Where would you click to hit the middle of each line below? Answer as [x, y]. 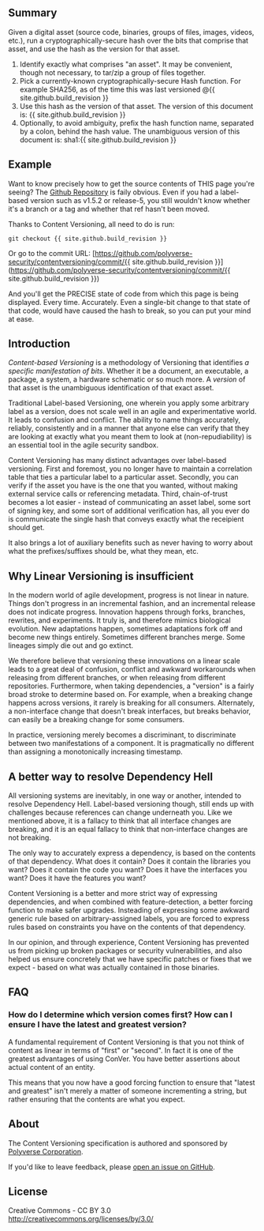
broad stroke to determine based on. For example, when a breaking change [131, 695]
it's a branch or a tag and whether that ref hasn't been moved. [109, 209]
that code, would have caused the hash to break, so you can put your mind [130, 311]
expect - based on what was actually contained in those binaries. [114, 968]
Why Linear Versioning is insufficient [101, 576]
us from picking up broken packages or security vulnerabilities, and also [125, 951]
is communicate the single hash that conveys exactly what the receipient [126, 519]
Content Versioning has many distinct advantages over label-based [117, 461]
